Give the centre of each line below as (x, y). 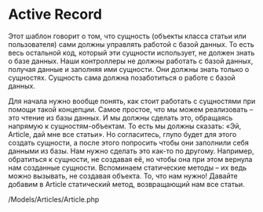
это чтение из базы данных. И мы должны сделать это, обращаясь (121, 117)
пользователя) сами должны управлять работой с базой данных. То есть (131, 44)
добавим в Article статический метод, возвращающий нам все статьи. (126, 184)
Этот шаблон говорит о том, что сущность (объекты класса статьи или (127, 36)
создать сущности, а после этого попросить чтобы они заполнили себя (128, 142)
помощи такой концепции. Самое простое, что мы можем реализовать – (131, 109)
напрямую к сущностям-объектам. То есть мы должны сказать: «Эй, (125, 126)
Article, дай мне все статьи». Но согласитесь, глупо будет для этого (122, 134)
